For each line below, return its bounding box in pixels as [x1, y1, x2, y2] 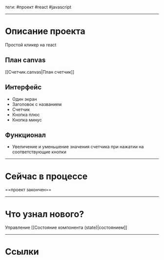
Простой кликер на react [5, 41, 57, 48]
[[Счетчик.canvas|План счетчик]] [5, 69, 75, 75]
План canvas [5, 56, 46, 64]
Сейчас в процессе [5, 171, 88, 182]
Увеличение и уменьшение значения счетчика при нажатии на [12, 144, 144, 150]
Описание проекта [5, 26, 85, 37]
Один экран [12, 96, 37, 102]
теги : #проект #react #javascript [5, 4, 72, 10]
